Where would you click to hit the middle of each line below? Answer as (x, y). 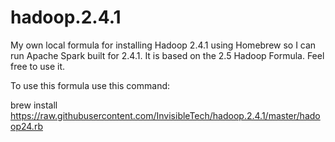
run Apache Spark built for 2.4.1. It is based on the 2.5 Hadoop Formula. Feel (167, 55)
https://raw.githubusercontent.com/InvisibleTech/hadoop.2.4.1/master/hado (165, 115)
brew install (34, 105)
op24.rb (26, 126)
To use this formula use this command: (90, 85)
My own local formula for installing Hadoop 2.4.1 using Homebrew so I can (163, 45)
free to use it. (38, 66)
